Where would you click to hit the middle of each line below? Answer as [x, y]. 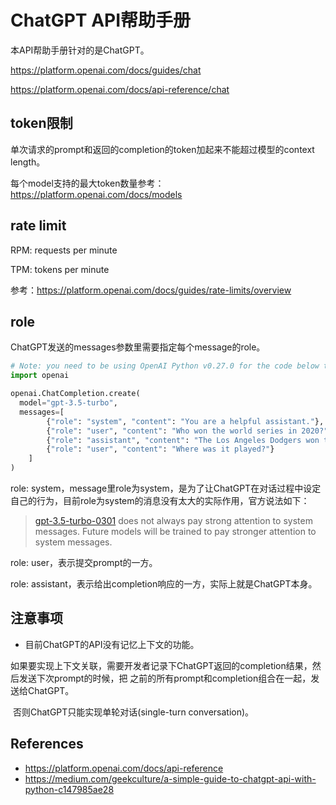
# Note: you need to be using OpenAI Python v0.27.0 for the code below [165, 366]
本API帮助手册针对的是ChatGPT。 [80, 50]
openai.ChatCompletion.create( [75, 394]
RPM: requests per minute [64, 250]
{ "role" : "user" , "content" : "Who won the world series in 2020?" [187, 431]
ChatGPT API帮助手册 [101, 20]
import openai [40, 376]
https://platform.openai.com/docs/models [96, 194]
